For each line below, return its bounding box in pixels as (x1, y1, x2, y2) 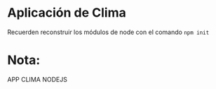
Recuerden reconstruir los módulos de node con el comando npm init (7, 28, 210, 36)
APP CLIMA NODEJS (7, 75, 68, 83)
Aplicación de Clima (7, 5, 126, 21)
